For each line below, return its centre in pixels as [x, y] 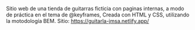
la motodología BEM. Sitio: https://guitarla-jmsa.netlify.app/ [78, 21]
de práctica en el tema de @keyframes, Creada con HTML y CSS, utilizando [98, 15]
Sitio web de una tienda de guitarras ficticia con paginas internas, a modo [95, 9]
